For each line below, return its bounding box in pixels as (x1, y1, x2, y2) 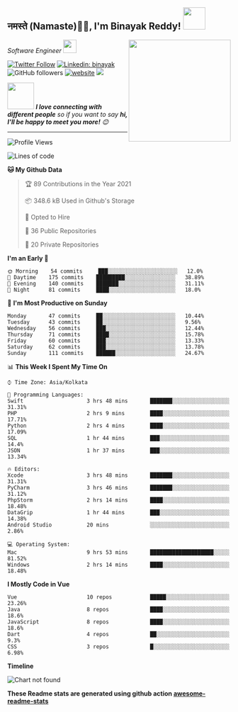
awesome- (173, 689, 206, 698)
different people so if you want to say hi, (7, 110, 128, 118)
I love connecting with (35, 102, 103, 111)
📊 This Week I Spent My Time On (7, 362, 108, 371)
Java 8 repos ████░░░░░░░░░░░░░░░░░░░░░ (7, 606, 230, 613)
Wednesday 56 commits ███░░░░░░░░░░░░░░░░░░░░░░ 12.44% (7, 324, 204, 332)
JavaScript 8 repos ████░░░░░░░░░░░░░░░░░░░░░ (7, 618, 230, 626)
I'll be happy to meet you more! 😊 (7, 118, 109, 126)
